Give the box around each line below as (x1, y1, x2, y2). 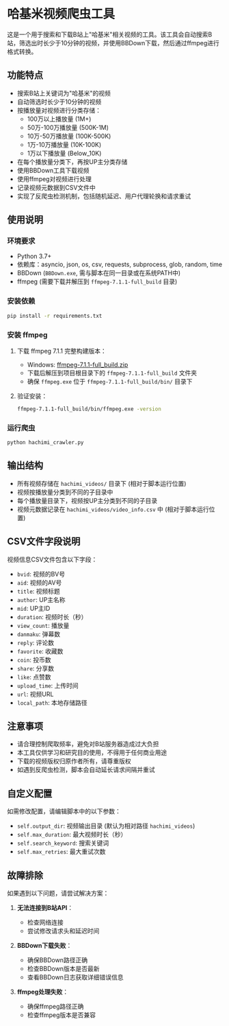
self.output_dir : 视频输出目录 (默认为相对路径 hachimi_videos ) (16, 821, 196, 830)
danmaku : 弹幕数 (16, 629, 60, 638)
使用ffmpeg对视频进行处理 (16, 174, 92, 183)
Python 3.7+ (16, 252, 52, 261)
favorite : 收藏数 (16, 646, 64, 655)
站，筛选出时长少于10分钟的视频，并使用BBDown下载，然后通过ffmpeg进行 (7, 38, 220, 47)
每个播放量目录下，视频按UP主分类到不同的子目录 (16, 496, 158, 504)
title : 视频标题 (16, 587, 60, 595)
